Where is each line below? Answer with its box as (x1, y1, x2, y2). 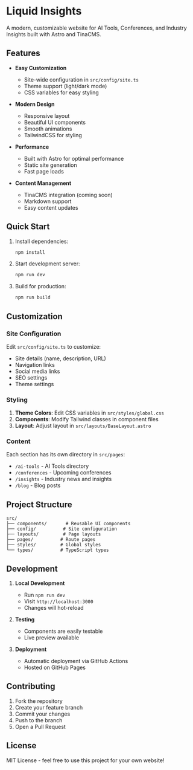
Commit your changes (14, 710, 71, 717)
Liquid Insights (6, 4, 82, 18)
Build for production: (14, 283, 66, 290)
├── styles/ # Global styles (6, 542, 101, 548)
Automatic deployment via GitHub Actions (24, 658, 128, 665)
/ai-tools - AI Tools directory (14, 462, 89, 470)
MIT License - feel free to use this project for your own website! (6, 757, 165, 764)
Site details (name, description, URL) (14, 355, 107, 362)
